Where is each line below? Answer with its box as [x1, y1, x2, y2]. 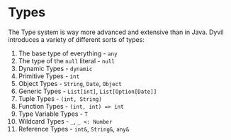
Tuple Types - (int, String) [18, 94, 102, 103]
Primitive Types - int [18, 72, 80, 80]
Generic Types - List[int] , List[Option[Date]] [18, 87, 157, 95]
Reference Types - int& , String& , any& [18, 124, 130, 133]
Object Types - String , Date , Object [18, 79, 123, 87]
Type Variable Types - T [18, 109, 88, 118]
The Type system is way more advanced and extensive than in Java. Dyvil [8, 28, 224, 36]
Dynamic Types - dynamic [18, 64, 93, 72]
